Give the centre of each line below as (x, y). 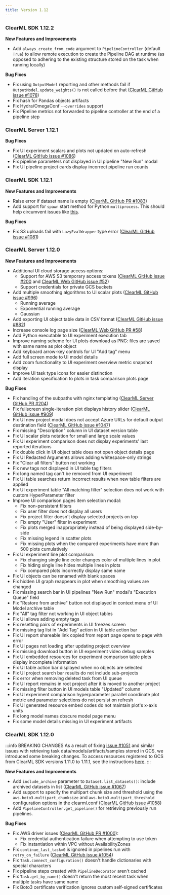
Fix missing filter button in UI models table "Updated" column (76, 689)
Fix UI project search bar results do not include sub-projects (75, 673)
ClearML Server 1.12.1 (32, 130)
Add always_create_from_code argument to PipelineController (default (87, 48)
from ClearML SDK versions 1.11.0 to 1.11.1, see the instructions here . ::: (78, 762)
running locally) (29, 64)
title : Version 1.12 (27, 10)
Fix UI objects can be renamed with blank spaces (64, 576)
